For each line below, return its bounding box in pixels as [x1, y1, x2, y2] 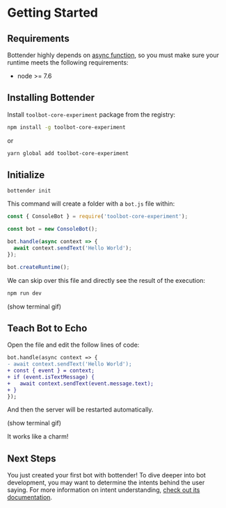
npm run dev [7, 290, 42, 297]
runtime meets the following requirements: [7, 58, 129, 67]
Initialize [7, 169, 45, 181]
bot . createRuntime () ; [7, 263, 70, 270]
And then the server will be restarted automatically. [7, 405, 154, 414]
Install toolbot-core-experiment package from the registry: [7, 110, 176, 119]
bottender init [7, 188, 51, 195]
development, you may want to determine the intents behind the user [7, 478, 205, 487]
